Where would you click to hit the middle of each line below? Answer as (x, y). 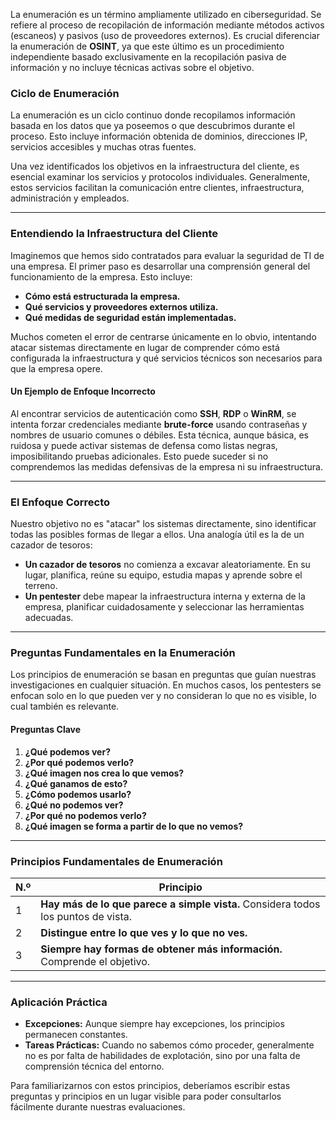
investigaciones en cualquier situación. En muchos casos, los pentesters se (166, 685)
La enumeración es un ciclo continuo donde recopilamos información (153, 115)
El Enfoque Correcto (60, 502)
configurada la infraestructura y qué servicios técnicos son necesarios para (166, 358)
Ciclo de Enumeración (65, 93)
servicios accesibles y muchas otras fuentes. (103, 147)
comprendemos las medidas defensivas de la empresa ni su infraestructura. (166, 466)
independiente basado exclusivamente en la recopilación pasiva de (148, 57)
